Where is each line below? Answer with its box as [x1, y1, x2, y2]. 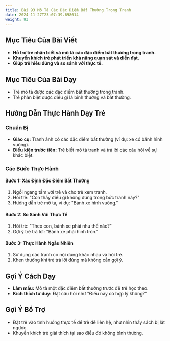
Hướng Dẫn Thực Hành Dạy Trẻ [5, 109, 106, 118]
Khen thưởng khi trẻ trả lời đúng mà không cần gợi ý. [12, 257, 124, 263]
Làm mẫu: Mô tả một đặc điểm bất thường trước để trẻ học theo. [12, 285, 149, 291]
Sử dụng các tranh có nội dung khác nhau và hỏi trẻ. [12, 252, 124, 258]
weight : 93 [5, 17, 29, 22]
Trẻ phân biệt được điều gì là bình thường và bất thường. [12, 94, 131, 100]
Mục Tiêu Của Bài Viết [5, 36, 78, 44]
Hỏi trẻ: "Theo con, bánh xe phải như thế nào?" [12, 223, 112, 229]
